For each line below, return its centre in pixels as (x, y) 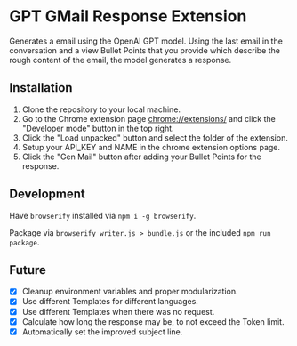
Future (28, 270)
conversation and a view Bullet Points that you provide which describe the (144, 50)
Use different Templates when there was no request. (118, 311)
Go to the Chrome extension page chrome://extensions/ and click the (148, 118)
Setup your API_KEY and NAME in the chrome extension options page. (151, 147)
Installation (41, 88)
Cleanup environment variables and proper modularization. (130, 292)
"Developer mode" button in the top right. (98, 128)
